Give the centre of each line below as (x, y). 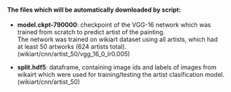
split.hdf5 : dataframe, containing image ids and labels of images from (117, 67)
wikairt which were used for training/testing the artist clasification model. (121, 75)
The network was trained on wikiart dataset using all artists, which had (118, 39)
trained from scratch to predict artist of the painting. (91, 32)
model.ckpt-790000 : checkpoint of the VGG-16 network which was (114, 25)
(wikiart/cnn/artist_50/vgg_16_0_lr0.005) (73, 54)
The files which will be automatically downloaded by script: (94, 10)
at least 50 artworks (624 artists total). (72, 47)
